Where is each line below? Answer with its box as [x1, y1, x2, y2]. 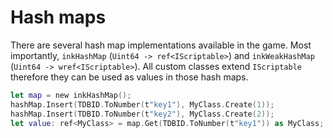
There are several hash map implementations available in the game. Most [10, 39, 312, 51]
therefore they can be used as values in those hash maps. [10, 71, 249, 83]
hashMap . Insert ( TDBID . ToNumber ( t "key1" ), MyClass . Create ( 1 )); [10, 99, 275, 110]
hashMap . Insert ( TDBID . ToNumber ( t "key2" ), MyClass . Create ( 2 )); [10, 109, 275, 119]
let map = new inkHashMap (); [10, 90, 132, 100]
